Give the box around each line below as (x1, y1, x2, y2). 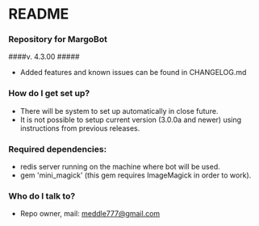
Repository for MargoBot (8, 34, 107, 45)
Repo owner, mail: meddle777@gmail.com (19, 209, 161, 219)
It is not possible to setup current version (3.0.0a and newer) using (19, 115, 242, 124)
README (8, 5, 69, 23)
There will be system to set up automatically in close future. (19, 106, 219, 115)
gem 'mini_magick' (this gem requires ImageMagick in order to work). (19, 170, 252, 180)
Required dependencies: (8, 143, 107, 154)
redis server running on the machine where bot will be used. (19, 162, 220, 172)
